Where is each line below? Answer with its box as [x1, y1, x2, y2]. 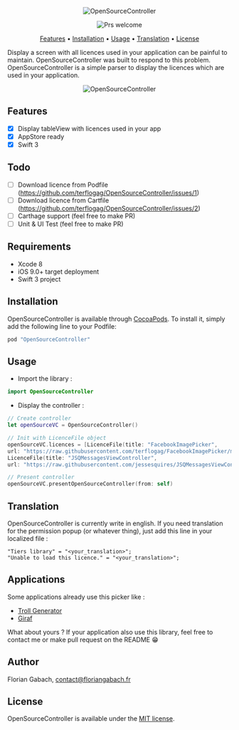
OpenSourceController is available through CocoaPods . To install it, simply [7, 314, 225, 323]
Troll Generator [17, 606, 63, 615]
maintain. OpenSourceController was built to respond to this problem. [7, 56, 211, 64]
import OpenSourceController [7, 389, 94, 396]
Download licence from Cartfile [17, 196, 110, 205]
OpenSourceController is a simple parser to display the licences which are [7, 63, 225, 71]
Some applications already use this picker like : [7, 592, 145, 601]
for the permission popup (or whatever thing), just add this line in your [7, 526, 213, 535]
